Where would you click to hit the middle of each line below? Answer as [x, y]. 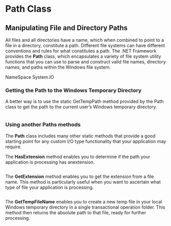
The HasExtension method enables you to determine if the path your [78, 156]
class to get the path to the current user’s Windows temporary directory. [81, 107]
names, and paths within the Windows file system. [58, 67]
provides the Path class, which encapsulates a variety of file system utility [83, 56]
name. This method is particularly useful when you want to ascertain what [83, 182]
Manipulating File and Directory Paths [66, 28]
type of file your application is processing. [50, 187]
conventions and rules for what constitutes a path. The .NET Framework [81, 51]
